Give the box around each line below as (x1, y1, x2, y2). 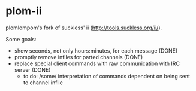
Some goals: (5, 35, 37, 43)
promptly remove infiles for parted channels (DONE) (14, 53, 143, 60)
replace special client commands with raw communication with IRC (14, 60, 180, 67)
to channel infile (23, 79, 64, 86)
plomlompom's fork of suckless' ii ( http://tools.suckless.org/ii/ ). (5, 24, 162, 31)
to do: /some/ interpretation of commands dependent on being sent (23, 72, 190, 80)
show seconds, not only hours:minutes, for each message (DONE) (14, 47, 178, 54)
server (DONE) (14, 66, 51, 73)
